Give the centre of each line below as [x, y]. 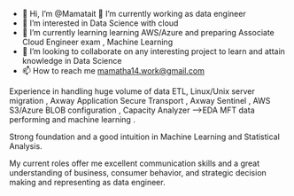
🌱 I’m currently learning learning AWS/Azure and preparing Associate [148, 32]
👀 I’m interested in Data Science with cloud [100, 23]
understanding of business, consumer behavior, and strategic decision [138, 172]
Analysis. [26, 146]
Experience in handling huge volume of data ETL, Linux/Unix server [132, 91]
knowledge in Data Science [72, 61]
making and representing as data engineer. [87, 182]
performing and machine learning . [72, 119]
